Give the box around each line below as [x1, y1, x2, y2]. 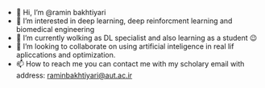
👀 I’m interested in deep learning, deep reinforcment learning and [15, 16, 233, 26]
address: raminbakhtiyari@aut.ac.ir [15, 70, 133, 80]
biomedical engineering [15, 25, 95, 34]
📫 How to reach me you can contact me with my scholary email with [15, 59, 245, 68]
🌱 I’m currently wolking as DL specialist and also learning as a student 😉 [15, 33, 258, 42]
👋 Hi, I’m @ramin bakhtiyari [15, 8, 106, 17]
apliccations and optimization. [15, 50, 116, 59]
